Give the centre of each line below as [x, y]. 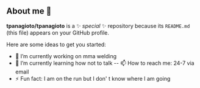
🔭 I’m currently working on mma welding [66, 56]
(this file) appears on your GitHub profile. [58, 32]
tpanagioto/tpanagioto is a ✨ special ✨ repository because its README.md [98, 25]
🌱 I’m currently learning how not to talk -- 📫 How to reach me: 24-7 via [105, 63]
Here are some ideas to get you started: [56, 44]
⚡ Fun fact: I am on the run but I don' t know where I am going [93, 78]
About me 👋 [29, 11]
